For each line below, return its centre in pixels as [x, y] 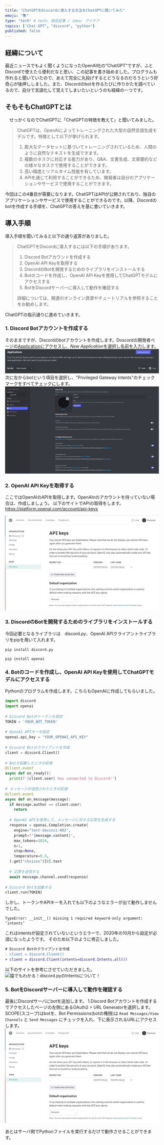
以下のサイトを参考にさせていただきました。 [50, 969]
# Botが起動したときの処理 [29, 763]
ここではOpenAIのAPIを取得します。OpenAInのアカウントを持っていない [78, 497]
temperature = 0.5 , [31, 856]
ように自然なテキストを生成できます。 [62, 153]
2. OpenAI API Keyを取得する [40, 485]
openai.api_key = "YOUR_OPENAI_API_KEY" [47, 737]
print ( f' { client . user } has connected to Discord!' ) [63, 779]
